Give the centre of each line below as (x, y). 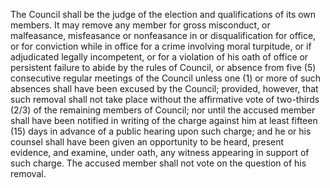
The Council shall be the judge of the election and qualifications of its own (163, 14)
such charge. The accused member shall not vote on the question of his (158, 163)
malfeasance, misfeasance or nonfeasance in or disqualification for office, (163, 35)
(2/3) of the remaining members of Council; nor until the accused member (163, 110)
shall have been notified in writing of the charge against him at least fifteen (164, 120)
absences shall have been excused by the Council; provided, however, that (164, 88)
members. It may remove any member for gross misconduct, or (140, 25)
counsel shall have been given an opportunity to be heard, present (147, 142)
